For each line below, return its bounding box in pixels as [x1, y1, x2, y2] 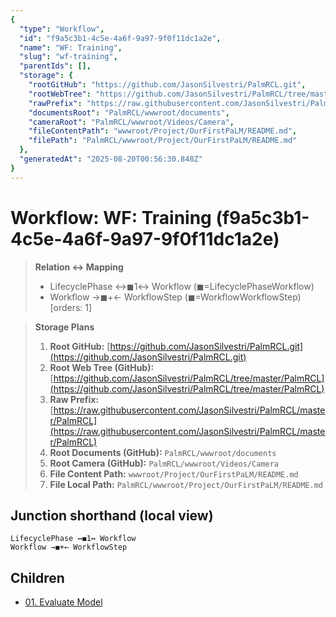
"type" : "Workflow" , [19, 24, 105, 34]
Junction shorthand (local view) [10, 507, 214, 524]
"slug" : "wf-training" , [19, 52, 118, 62]
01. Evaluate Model [24, 596, 103, 608]
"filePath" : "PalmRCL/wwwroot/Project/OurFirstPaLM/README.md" [28, 136, 298, 146]
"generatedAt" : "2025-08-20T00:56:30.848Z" [19, 154, 203, 164]
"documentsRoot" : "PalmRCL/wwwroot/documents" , [28, 107, 230, 118]
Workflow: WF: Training [10, 206, 212, 229]
